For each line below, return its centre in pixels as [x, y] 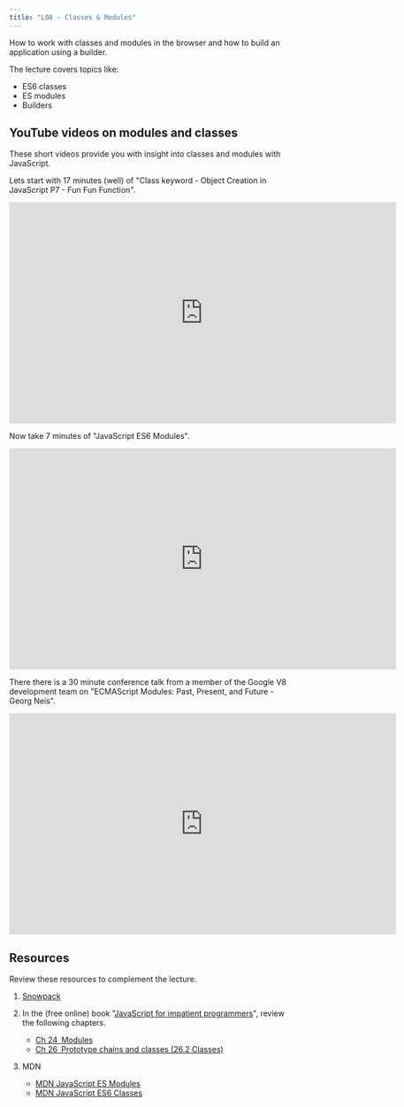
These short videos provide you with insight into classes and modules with [145, 154]
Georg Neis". [32, 701]
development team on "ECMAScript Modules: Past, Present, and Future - [141, 692]
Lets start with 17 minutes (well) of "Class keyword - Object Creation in [138, 181]
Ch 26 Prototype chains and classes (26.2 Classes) [129, 1049]
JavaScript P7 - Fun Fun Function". [72, 190]
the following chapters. [64, 1023]
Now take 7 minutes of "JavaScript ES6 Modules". [99, 436]
